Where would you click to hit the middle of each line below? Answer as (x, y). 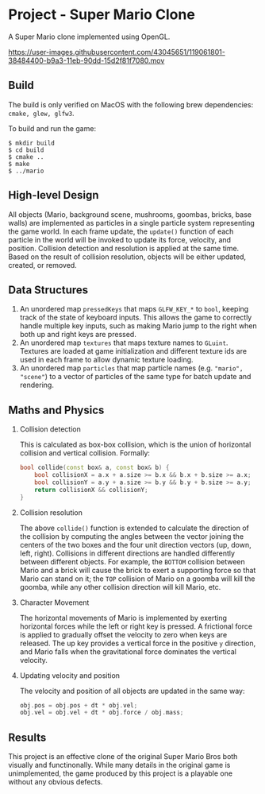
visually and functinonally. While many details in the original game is (119, 765)
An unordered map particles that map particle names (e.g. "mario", (131, 368)
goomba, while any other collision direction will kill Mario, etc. (120, 587)
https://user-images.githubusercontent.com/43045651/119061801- (117, 52)
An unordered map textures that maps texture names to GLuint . (124, 343)
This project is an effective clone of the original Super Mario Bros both (123, 757)
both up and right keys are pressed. (78, 335)
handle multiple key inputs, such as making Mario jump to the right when (138, 326)
